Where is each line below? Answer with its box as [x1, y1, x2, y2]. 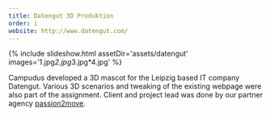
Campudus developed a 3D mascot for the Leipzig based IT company [8, 73, 240, 83]
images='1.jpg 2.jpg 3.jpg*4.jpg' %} [8, 57, 123, 67]
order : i [8, 19, 38, 27]
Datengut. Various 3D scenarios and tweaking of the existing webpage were [8, 81, 262, 91]
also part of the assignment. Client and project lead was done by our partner [8, 90, 264, 100]
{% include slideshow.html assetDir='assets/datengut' [8, 49, 188, 59]
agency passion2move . [8, 98, 86, 109]
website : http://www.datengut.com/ [8, 27, 129, 35]
